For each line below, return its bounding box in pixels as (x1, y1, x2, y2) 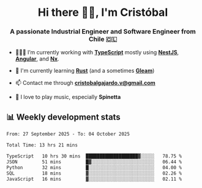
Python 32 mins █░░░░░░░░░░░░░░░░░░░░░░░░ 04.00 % (6, 164, 182, 170)
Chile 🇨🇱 (88, 35, 118, 43)
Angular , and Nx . (15, 55, 59, 63)
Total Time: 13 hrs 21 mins (6, 142, 78, 148)
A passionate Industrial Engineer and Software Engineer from (10, 27, 196, 36)
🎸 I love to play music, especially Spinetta (15, 93, 121, 101)
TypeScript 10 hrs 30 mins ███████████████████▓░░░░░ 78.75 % (6, 153, 182, 159)
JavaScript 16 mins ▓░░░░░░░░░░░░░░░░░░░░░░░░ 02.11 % (6, 176, 182, 182)
